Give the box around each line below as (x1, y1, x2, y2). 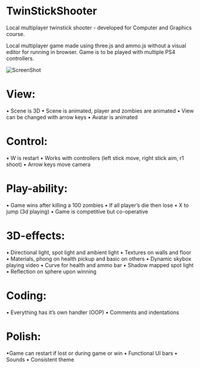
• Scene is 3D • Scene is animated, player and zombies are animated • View (6, 107, 194, 114)
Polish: (6, 330, 41, 343)
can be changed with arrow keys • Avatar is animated (6, 113, 139, 120)
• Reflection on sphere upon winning (6, 268, 97, 275)
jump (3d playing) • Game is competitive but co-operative (6, 208, 148, 215)
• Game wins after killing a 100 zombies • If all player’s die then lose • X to (6, 201, 189, 209)
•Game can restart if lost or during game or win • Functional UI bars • (6, 349, 178, 357)
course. (6, 30, 25, 37)
